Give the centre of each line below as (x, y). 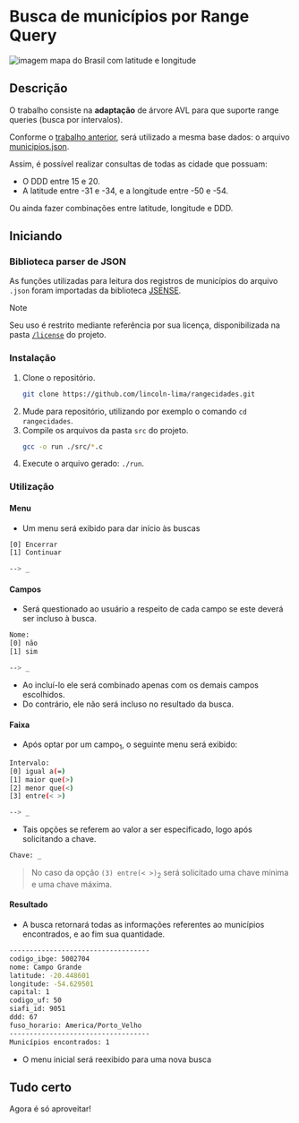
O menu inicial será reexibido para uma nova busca (117, 1059)
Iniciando (36, 236)
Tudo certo (40, 1087)
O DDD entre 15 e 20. (61, 181)
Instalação (33, 358)
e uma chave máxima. (72, 884)
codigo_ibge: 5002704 (50, 959)
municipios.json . (39, 146)
